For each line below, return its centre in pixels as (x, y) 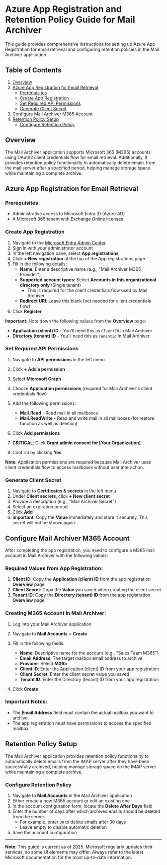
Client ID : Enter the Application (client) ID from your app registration (89, 669)
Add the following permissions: (44, 403)
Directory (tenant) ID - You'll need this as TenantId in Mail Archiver (81, 336)
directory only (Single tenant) (50, 285)
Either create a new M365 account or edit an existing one (71, 800)
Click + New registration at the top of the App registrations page (79, 258)
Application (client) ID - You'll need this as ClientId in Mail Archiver (82, 330)
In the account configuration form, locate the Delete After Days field (82, 806)
